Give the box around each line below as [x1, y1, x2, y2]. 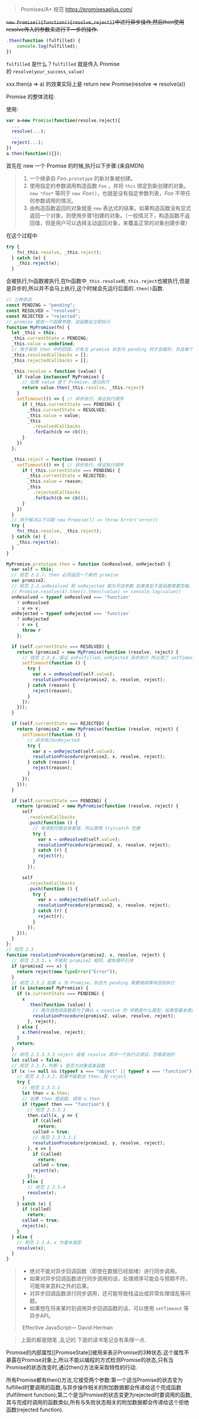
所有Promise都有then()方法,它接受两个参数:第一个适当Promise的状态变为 [6, 1376, 183, 1384]
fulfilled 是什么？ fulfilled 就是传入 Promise [6, 60, 120, 67]
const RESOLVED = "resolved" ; [6, 307, 81, 314]
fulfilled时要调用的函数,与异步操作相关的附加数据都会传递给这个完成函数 [6, 1384, 182, 1391]
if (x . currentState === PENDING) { [17, 991, 105, 997]
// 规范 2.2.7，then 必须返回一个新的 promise [11, 572, 118, 578]
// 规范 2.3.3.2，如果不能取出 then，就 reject [17, 1074, 127, 1080]
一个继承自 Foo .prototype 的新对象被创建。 [29, 175, 136, 182]
